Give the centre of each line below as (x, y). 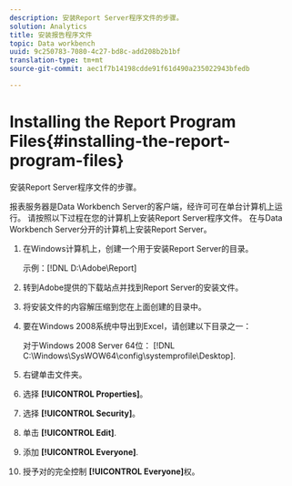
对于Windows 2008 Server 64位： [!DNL (99, 345)
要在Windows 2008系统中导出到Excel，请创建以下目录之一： (137, 326)
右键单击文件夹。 (55, 374)
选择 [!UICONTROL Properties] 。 (85, 394)
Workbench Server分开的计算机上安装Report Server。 (111, 229)
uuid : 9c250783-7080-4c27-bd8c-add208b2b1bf (95, 52)
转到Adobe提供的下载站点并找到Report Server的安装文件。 (133, 287)
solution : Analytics (49, 26)
